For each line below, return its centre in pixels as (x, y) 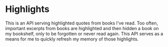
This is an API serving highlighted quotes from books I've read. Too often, (81, 23)
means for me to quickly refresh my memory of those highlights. (72, 39)
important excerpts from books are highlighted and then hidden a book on (82, 28)
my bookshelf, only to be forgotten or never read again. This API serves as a (84, 33)
